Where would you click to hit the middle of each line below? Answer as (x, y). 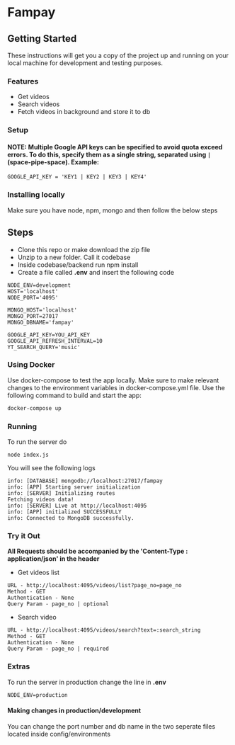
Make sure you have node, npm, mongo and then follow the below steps (113, 210)
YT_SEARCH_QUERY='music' (44, 347)
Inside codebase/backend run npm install (78, 265)
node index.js (28, 455)
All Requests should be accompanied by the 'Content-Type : (98, 551)
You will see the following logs (51, 468)
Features (23, 81)
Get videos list (39, 573)
